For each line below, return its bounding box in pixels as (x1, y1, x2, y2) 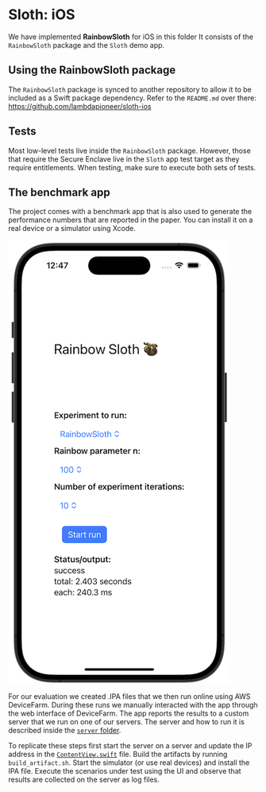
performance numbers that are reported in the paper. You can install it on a (8, 215, 253, 224)
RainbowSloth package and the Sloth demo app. (8, 40, 165, 49)
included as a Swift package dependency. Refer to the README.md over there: (8, 93, 256, 103)
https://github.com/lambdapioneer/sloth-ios (8, 101, 152, 111)
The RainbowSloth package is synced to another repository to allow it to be (8, 84, 252, 94)
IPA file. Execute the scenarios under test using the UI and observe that (8, 767, 241, 776)
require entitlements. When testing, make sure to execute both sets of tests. (8, 162, 256, 172)
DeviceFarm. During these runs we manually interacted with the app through (8, 700, 258, 710)
